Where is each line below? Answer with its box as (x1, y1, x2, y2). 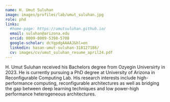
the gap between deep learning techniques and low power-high (5, 85, 139, 91)
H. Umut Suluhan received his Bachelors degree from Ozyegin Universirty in (5, 64, 165, 70)
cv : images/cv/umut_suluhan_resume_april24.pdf (10, 50, 113, 55)
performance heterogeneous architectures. (5, 91, 96, 97)
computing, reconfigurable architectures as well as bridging (34, 80, 159, 86)
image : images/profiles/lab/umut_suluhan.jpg (5, 12, 104, 17)
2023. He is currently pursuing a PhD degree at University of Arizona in (5, 69, 155, 75)
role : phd (5, 17, 27, 22)
